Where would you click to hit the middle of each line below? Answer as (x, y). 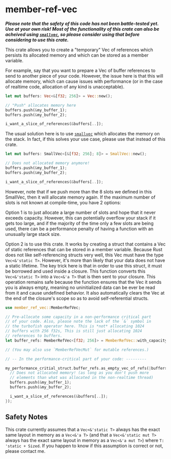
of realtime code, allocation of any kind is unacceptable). (65, 87)
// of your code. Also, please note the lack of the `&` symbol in (78, 322)
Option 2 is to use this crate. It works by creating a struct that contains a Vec (85, 244)
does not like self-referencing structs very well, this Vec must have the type (84, 255)
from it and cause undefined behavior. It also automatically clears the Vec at (85, 293)
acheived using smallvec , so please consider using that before (73, 34)
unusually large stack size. (33, 234)
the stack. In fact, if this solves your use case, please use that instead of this (85, 139)
